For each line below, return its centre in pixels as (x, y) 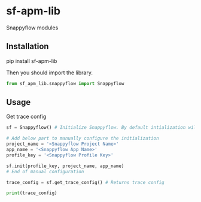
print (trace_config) (32, 193)
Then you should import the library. (49, 73)
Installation (28, 46)
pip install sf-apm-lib (32, 61)
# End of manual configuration (45, 171)
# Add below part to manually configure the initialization (83, 138)
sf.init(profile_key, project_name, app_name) (65, 166)
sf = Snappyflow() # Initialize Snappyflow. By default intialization (96, 128)
